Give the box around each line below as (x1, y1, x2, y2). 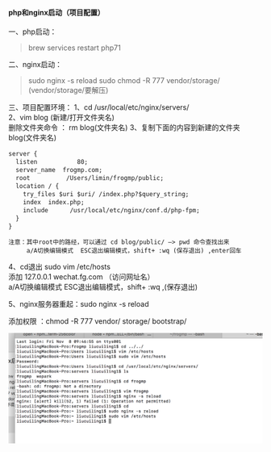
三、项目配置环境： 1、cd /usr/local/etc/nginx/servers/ (8, 103, 190, 112)
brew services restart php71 (27, 43, 121, 52)
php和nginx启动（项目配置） (8, 7, 105, 17)
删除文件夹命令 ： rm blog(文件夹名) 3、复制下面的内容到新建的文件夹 (8, 123, 240, 132)
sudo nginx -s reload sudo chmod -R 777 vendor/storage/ (27, 76, 220, 86)
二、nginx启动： (8, 60, 63, 69)
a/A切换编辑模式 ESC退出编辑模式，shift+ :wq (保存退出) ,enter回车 (26, 247, 242, 255)
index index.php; (23, 199, 85, 207)
